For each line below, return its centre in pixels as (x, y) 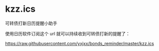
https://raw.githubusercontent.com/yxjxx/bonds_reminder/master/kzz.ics (80, 43)
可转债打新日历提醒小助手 (31, 23)
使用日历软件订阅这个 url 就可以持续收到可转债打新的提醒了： (68, 33)
